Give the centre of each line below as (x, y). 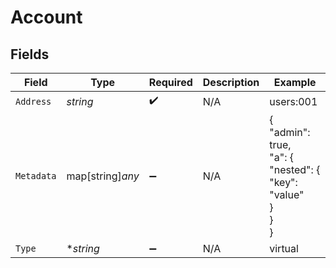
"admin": (290, 132)
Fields (30, 54)
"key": (283, 182)
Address (33, 101)
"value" (287, 194)
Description (231, 82)
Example (295, 82)
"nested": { (295, 169)
